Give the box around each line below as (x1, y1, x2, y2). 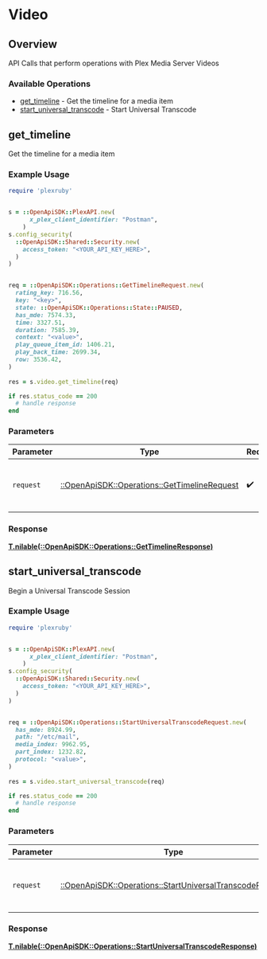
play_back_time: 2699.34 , (15, 348, 102, 356)
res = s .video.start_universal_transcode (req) (8, 777, 165, 785)
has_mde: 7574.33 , (15, 311, 77, 319)
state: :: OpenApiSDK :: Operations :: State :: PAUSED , (15, 303, 183, 311)
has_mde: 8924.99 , (15, 726, 77, 734)
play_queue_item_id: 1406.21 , (15, 341, 115, 349)
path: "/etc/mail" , (15, 733, 80, 742)
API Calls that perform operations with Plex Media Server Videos (8, 58, 220, 68)
